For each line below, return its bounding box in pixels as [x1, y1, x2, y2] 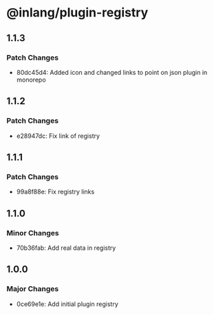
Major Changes [6, 284, 59, 294]
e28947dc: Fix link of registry [16, 132, 100, 140]
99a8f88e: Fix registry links [16, 187, 95, 196]
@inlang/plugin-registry [6, 5, 149, 21]
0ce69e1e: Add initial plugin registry [16, 300, 118, 308]
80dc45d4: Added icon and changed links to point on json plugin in [16, 68, 208, 76]
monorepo [16, 75, 46, 84]
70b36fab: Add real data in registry [16, 244, 116, 252]
